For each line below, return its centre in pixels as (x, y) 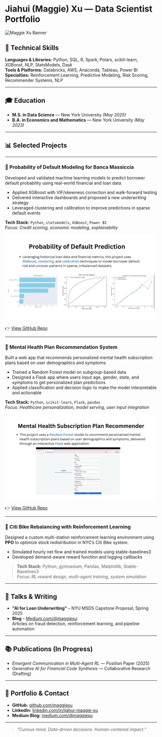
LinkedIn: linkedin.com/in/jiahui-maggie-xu (55, 710)
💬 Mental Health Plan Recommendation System (61, 347)
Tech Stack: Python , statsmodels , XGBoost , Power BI (56, 222)
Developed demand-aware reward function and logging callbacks (77, 557)
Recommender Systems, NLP (34, 80)
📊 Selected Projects (36, 145)
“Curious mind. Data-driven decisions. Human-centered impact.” (81, 729)
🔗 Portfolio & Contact (37, 694)
